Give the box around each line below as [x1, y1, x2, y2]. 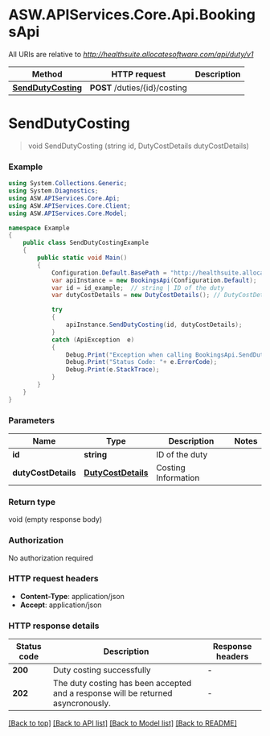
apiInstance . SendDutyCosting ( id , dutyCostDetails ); [65, 320, 243, 329]
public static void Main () [37, 254, 128, 263]
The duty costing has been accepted [53, 678, 192, 689]
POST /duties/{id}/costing [89, 82, 187, 93]
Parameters [8, 415, 55, 426]
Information [156, 472, 200, 483]
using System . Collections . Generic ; [8, 180, 128, 188]
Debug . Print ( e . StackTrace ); [65, 366, 160, 374]
